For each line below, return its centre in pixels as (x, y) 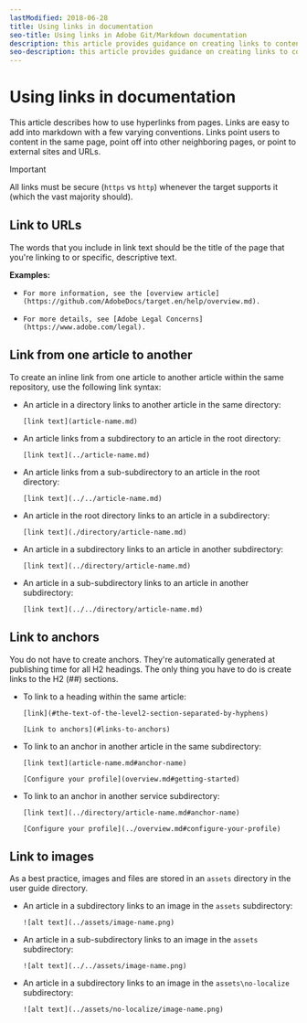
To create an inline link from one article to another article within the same (147, 377)
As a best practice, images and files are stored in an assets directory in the (150, 879)
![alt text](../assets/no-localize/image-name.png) (123, 1010)
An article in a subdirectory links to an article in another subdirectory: (153, 549)
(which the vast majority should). (71, 197)
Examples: (30, 274)
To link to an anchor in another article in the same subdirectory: (142, 746)
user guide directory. (49, 889)
